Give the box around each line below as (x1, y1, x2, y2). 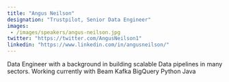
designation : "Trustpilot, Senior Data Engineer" (7, 16, 152, 23)
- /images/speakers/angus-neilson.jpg (10, 28, 121, 36)
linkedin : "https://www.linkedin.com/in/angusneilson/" (7, 41, 170, 48)
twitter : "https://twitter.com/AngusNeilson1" (7, 35, 142, 42)
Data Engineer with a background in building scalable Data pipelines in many (7, 60, 223, 68)
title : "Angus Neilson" (7, 9, 75, 17)
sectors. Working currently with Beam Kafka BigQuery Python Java (7, 67, 196, 75)
